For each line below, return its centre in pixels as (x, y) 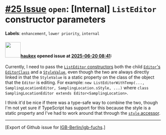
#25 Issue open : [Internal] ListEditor (81, 9)
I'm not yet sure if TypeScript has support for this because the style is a (78, 108)
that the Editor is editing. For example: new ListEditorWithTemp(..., (75, 83)
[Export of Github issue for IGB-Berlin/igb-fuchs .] (55, 128)
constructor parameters (55, 20)
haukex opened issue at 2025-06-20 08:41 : (66, 56)
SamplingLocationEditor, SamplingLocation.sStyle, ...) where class (77, 88)
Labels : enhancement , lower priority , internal (52, 33)
